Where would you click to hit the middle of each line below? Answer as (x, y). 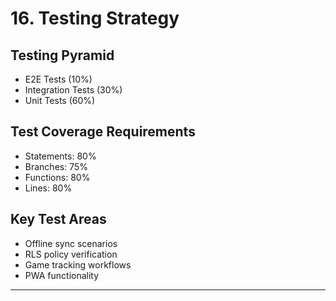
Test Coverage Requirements (103, 132)
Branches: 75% (56, 166)
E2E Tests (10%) (58, 79)
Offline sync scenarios (71, 243)
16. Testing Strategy (95, 18)
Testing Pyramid (62, 55)
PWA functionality (62, 275)
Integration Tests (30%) (73, 90)
